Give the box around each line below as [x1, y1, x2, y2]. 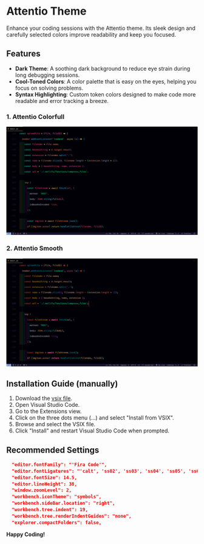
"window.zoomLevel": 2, [12, 487, 72, 493]
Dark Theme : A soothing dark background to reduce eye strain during [15, 65, 190, 72]
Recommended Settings [6, 445, 100, 455]
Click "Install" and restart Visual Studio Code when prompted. [15, 427, 170, 434]
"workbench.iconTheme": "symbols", [12, 494, 102, 500]
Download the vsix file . [15, 395, 73, 402]
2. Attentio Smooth [6, 244, 63, 252]
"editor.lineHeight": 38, [12, 481, 78, 487]
